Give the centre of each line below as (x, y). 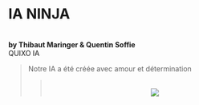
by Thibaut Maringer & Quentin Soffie (72, 44)
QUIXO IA (24, 53)
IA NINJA (39, 14)
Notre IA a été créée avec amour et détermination (110, 68)
